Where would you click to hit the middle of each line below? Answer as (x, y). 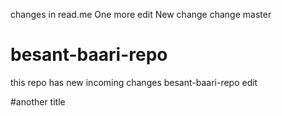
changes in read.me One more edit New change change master (141, 14)
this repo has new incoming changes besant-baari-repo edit (134, 82)
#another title (38, 101)
